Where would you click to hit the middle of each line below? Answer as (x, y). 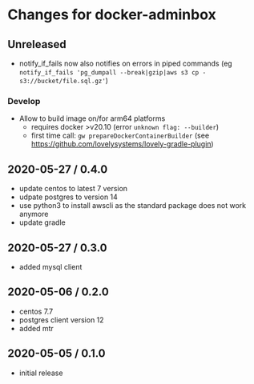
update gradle (42, 222)
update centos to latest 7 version (73, 189)
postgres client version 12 (62, 320)
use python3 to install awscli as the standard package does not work (133, 206)
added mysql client (50, 266)
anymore (34, 214)
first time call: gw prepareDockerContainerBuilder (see (120, 136)
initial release (41, 373)
